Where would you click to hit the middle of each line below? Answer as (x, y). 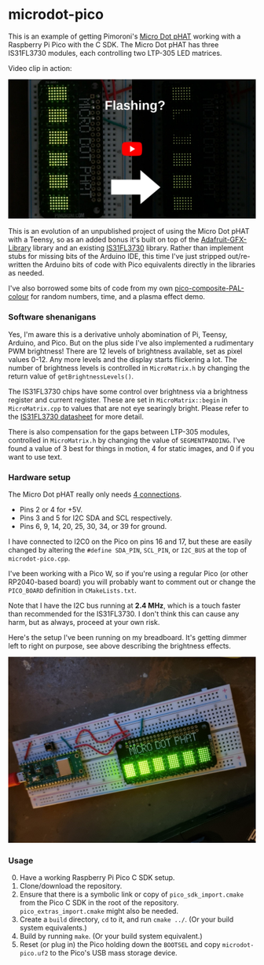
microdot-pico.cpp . (39, 558)
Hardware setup (39, 477)
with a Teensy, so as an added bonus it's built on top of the (104, 240)
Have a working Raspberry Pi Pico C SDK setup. (97, 878)
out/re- (239, 257)
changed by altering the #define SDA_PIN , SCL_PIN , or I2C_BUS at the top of (128, 550)
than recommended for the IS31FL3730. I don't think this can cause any (124, 614)
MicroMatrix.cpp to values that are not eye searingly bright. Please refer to (128, 408)
